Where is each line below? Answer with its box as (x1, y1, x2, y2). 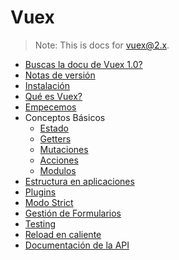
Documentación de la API (24, 239, 130, 251)
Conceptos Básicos (24, 111, 106, 123)
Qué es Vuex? (24, 90, 83, 102)
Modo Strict (24, 196, 74, 208)
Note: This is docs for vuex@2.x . (34, 39, 170, 51)
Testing (24, 217, 57, 230)
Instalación (24, 79, 71, 91)
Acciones (39, 154, 79, 166)
